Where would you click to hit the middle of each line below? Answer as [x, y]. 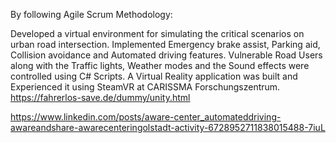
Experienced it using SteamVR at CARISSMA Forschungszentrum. [145, 87]
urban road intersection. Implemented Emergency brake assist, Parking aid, [165, 44]
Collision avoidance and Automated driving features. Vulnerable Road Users [166, 55]
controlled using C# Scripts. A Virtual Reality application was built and [154, 76]
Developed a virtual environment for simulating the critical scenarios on [157, 33]
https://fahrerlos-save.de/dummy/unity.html [100, 97]
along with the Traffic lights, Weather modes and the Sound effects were [160, 65]
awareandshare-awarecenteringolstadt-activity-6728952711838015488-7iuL [168, 127]
